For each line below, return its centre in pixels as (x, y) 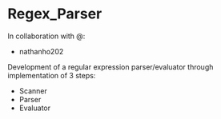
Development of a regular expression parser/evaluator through (110, 67)
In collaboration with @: (46, 36)
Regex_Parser (55, 14)
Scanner (33, 91)
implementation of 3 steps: (52, 75)
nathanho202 (41, 51)
